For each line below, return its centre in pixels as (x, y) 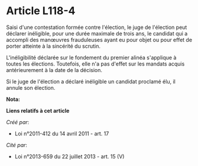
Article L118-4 (41, 11)
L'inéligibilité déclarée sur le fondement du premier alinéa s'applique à (91, 57)
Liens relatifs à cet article (38, 110)
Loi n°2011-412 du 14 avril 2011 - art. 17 (62, 134)
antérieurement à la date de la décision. (54, 70)
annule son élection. (31, 87)
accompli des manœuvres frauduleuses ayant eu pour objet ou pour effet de (99, 40)
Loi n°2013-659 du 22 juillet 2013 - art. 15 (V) (69, 156)
